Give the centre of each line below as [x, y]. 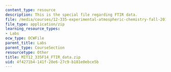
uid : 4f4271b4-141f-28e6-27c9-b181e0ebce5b [52, 62]
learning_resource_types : [33, 29]
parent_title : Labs [26, 43]
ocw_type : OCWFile [25, 39]
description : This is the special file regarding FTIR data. [72, 15]
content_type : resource [31, 10]
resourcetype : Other [27, 52]
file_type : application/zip [35, 24]
